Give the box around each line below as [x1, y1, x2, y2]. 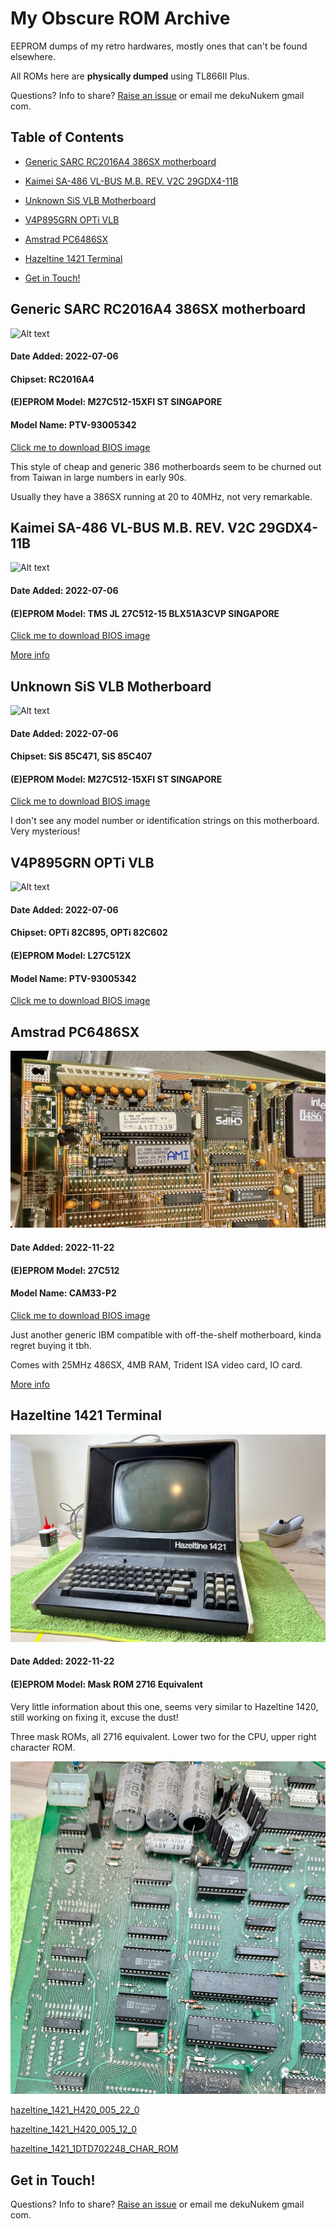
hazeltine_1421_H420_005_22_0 [10, 2104, 140, 2116]
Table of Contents [10, 129, 125, 146]
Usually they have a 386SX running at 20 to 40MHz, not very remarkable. [10, 490, 313, 502]
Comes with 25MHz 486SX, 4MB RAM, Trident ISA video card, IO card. [10, 1358, 303, 1371]
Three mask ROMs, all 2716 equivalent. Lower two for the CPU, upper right [10, 1730, 317, 1742]
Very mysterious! [10, 825, 81, 837]
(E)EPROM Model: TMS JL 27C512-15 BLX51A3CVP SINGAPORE [10, 607, 280, 619]
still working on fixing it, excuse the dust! [10, 1711, 179, 1723]
